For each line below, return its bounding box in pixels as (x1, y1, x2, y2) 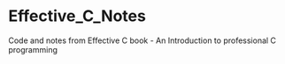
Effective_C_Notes (8, 6, 147, 26)
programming (8, 44, 58, 54)
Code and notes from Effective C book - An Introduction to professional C (8, 35, 276, 46)
